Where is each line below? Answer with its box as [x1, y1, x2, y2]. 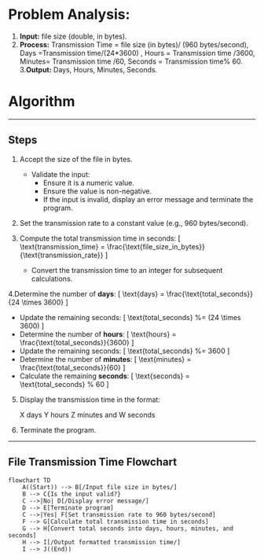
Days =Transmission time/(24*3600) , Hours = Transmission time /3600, [19, 48, 255, 57]
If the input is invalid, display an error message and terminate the [42, 194, 254, 204]
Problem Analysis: [8, 6, 130, 24]
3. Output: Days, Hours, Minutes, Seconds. [19, 64, 158, 74]
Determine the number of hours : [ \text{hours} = [19, 329, 177, 339]
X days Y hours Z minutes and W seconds [19, 410, 156, 419]
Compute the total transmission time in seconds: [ [19, 234, 181, 243]
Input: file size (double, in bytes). [19, 31, 127, 41]
